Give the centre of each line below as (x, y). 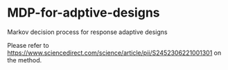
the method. (25, 60)
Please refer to (28, 45)
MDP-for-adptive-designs (84, 13)
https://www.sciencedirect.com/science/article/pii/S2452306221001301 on (114, 53)
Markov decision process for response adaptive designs (87, 32)
